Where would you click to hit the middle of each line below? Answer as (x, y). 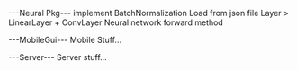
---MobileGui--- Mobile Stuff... (65, 40)
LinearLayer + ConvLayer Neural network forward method (116, 22)
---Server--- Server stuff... (58, 57)
